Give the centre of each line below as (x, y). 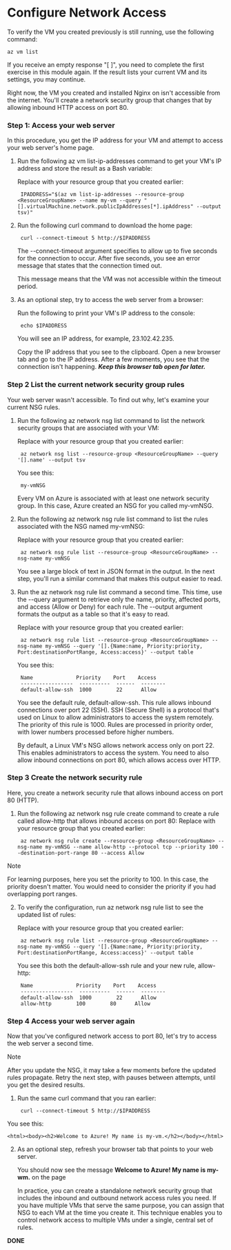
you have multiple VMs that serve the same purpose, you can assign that (121, 1205)
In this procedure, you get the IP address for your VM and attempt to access (115, 140)
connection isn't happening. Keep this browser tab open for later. (111, 367)
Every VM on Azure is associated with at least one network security (113, 498)
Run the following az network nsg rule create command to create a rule (118, 813)
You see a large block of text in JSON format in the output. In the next (116, 571)
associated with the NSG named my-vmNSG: (81, 526)
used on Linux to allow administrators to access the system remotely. (115, 717)
